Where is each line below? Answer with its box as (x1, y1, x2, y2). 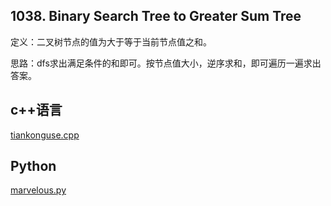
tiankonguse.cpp (10, 129, 80, 141)
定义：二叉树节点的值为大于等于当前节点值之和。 (10, 35, 212, 48)
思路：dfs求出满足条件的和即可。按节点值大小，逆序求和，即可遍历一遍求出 (10, 57, 322, 69)
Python (10, 158, 57, 175)
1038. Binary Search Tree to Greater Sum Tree (10, 8, 302, 25)
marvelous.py (10, 184, 67, 196)
